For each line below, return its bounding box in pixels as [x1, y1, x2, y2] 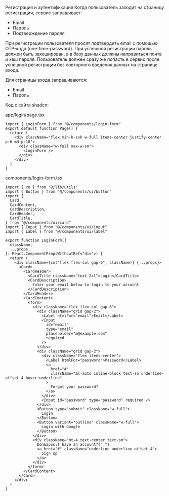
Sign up [41, 451, 58, 456]
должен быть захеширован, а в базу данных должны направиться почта [5, 51, 162, 57]
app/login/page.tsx [5, 112, 45, 118]
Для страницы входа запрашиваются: [5, 77, 88, 83]
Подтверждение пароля [12, 30, 65, 36]
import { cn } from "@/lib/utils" [5, 185, 78, 190]
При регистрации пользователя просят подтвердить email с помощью [5, 40, 158, 46]
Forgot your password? [50, 384, 99, 389]
